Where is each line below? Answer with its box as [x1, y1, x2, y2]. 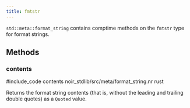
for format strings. [6, 30, 50, 38]
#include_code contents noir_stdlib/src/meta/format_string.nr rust [6, 78, 164, 85]
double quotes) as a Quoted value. [6, 95, 87, 102]
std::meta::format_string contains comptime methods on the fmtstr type [6, 24, 185, 31]
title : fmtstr [6, 8, 41, 15]
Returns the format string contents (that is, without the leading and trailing [6, 89, 184, 96]
